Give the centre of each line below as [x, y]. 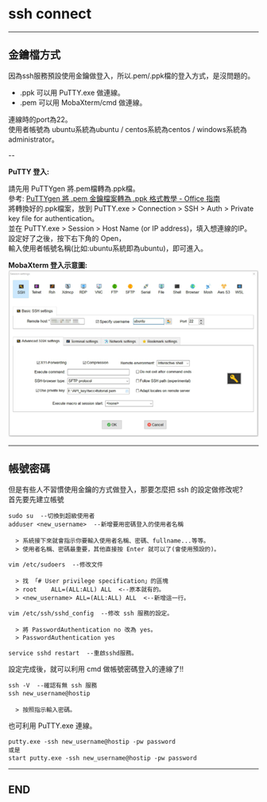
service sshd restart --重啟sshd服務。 [73, 653]
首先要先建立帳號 [36, 499]
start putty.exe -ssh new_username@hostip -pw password [103, 758]
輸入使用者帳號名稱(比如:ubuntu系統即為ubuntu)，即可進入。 [108, 248]
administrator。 [33, 139]
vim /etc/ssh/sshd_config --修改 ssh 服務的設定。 [91, 613]
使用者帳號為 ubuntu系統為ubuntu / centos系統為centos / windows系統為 [128, 129]
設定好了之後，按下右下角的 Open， [67, 238]
